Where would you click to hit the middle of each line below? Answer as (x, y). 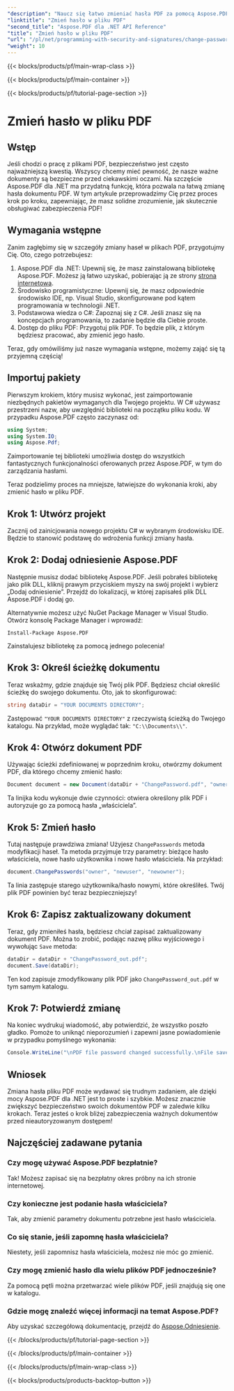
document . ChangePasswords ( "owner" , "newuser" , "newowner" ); (96, 872)
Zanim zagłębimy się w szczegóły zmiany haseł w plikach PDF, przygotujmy (116, 247)
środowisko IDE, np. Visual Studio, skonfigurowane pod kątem (107, 298)
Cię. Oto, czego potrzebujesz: (50, 254)
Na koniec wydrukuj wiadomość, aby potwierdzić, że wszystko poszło (108, 1025)
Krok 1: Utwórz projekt (56, 514)
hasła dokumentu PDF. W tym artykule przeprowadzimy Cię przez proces (112, 194)
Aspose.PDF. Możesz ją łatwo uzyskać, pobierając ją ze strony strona (117, 275)
